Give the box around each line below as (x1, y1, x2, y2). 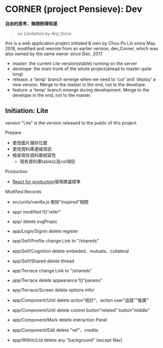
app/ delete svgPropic (12, 218, 58, 225)
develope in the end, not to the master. (12, 92, 92, 98)
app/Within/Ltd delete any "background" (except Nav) (12, 337, 123, 343)
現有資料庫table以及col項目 (19, 158, 76, 164)
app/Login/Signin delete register (12, 228, 78, 234)
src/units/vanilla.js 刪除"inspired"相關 (12, 199, 89, 205)
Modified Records (5, 188, 42, 195)
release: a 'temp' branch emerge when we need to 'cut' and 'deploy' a (12, 76, 156, 82)
